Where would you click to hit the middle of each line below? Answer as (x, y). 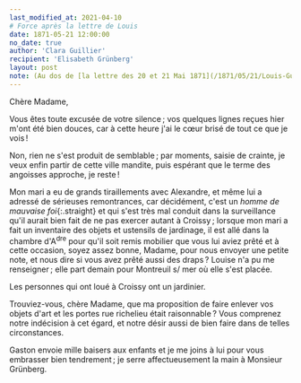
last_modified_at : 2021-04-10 (66, 17)
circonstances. (37, 333)
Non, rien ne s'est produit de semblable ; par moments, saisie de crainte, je (147, 155)
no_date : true (36, 43)
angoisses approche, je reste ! (64, 174)
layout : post (34, 68)
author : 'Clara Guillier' (57, 51)
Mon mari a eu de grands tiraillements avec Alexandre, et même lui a (136, 191)
